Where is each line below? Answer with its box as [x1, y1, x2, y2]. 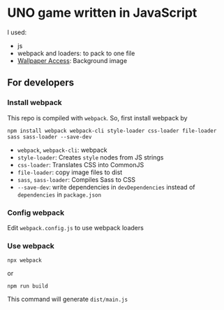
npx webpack [7, 257, 42, 264]
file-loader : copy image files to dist [17, 168, 123, 176]
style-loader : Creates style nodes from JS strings [17, 153, 164, 162]
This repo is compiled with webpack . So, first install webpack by [7, 113, 188, 122]
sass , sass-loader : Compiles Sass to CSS [17, 175, 136, 183]
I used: [7, 28, 27, 36]
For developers [7, 77, 75, 89]
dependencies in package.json [17, 190, 102, 199]
